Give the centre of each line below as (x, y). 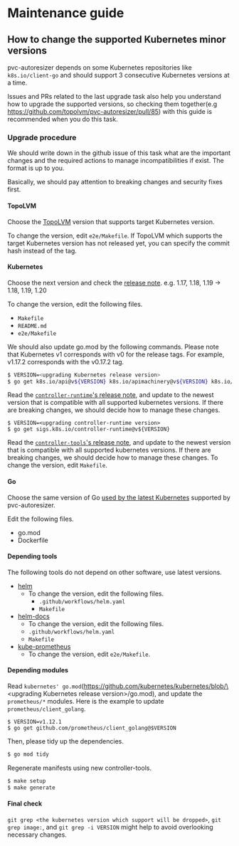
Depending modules (38, 670)
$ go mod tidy (28, 755)
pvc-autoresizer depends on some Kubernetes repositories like (100, 68)
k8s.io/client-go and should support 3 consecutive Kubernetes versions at (118, 75)
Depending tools (32, 556)
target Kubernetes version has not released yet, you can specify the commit (118, 243)
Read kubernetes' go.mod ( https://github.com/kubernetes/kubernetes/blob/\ (118, 686)
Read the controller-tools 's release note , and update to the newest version (119, 443)
